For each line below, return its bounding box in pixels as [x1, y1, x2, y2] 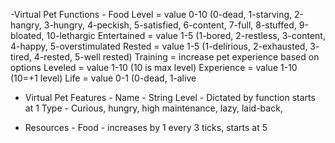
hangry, [10, 19, 42, 31]
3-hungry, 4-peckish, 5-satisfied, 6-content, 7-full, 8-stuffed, [43, 19, 297, 31]
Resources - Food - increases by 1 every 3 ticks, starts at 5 [24, 122, 268, 133]
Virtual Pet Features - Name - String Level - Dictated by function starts [24, 92, 316, 103]
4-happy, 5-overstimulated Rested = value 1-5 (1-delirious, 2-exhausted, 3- [10, 40, 320, 52]
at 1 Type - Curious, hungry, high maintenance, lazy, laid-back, [24, 102, 283, 114]
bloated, [10, 30, 45, 41]
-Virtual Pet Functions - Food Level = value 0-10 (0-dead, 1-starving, [10, 9, 293, 20]
